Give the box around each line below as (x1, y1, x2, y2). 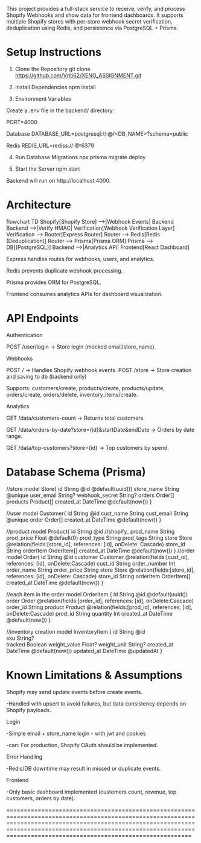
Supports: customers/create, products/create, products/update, (6, 384, 165, 391)
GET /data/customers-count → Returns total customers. (6, 414, 145, 421)
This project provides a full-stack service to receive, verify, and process (6, 5, 185, 12)
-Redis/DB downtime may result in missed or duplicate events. (6, 765, 161, 772)
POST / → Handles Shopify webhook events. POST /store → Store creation (6, 366, 192, 373)
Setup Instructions (6, 45, 101, 59)
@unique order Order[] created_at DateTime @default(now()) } (6, 516, 162, 523)
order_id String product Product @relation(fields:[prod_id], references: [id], (6, 603, 193, 611)
